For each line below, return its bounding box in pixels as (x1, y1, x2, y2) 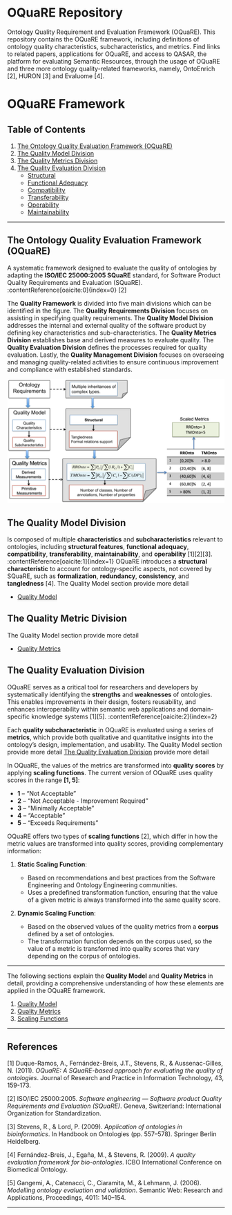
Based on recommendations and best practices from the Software (27, 873, 215, 882)
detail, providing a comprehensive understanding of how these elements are (7, 979, 224, 987)
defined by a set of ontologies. (27, 929, 115, 938)
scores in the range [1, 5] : (7, 776, 80, 784)
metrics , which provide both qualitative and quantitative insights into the (7, 733, 213, 741)
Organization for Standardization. (7, 1109, 101, 1117)
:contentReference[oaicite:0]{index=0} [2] (7, 286, 127, 294)
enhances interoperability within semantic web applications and (7, 705, 188, 713)
